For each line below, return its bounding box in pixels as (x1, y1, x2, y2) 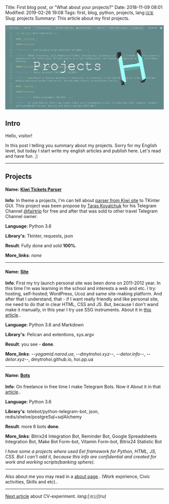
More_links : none (5, 252, 42, 258)
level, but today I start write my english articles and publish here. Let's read (5, 148, 161, 154)
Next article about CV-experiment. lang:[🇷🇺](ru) (5, 493, 107, 499)
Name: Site (5, 268, 29, 274)
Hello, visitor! (5, 133, 33, 139)
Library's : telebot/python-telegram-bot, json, (5, 408, 99, 414)
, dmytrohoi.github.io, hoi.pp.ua (28, 356, 94, 362)
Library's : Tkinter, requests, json (5, 233, 73, 239)
